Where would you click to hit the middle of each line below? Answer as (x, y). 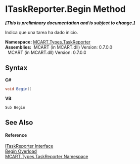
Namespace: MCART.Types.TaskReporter (48, 42)
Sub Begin (15, 107)
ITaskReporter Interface (29, 146)
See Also (19, 123)
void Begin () (19, 89)
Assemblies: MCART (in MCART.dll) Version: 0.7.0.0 (59, 47)
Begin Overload (21, 151)
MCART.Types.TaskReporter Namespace (47, 157)
